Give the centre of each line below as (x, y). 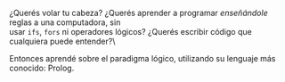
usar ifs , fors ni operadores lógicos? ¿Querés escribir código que (130, 32)
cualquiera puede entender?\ (62, 41)
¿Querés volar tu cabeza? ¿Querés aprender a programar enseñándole (139, 13)
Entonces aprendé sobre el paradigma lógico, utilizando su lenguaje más (142, 58)
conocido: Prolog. (42, 68)
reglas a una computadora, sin (65, 22)
